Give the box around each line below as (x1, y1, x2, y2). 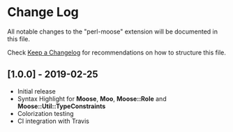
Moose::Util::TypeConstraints (17, 102, 106, 110)
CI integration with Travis (17, 117, 89, 125)
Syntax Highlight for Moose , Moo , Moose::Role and (17, 94, 167, 103)
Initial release (17, 87, 56, 95)
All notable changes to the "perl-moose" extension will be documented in (7, 27, 218, 36)
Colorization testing (17, 109, 74, 117)
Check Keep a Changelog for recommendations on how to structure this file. (7, 48, 227, 57)
